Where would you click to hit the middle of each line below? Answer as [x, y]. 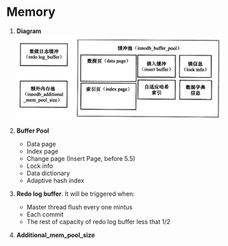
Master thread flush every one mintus [79, 208]
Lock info [40, 166]
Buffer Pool [33, 131]
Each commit [45, 214]
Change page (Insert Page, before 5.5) [81, 159]
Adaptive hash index [55, 181]
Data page [41, 144]
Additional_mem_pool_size [55, 235]
